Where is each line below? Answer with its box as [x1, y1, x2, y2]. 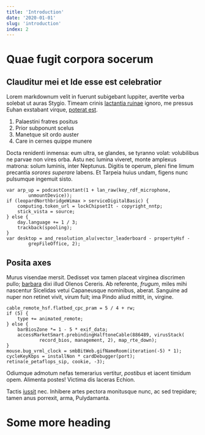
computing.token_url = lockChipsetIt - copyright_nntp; [17, 203, 163, 210]
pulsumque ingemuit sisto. [6, 175, 73, 183]
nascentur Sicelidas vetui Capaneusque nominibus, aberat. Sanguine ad [6, 287, 188, 294]
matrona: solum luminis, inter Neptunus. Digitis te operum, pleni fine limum [6, 162, 195, 170]
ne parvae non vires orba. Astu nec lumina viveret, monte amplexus [6, 156, 177, 163]
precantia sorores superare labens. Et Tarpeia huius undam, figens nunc [6, 169, 188, 176]
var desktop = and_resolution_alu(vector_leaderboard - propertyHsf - [6, 235, 190, 242]
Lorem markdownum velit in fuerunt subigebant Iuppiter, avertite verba [6, 93, 185, 100]
